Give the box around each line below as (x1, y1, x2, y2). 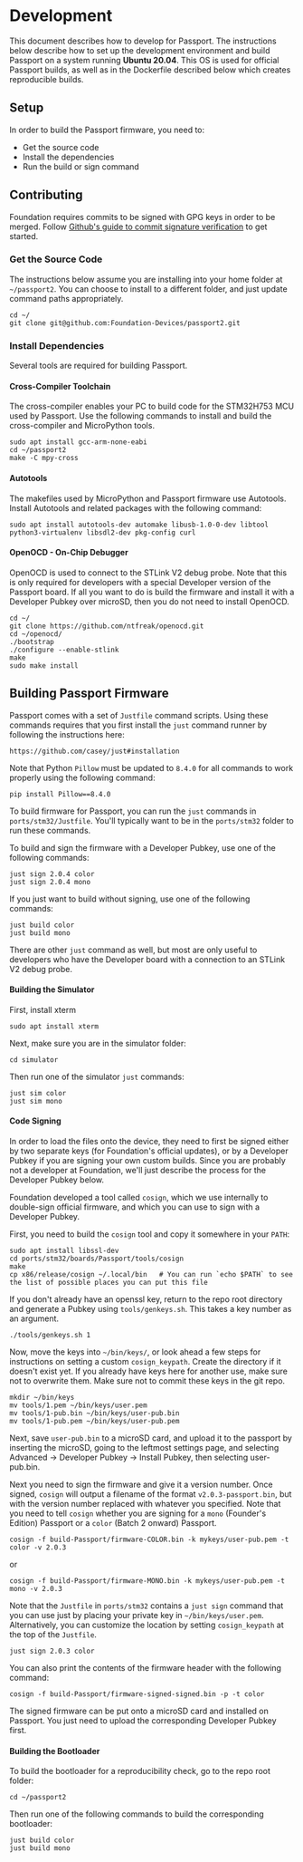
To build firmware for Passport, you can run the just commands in (9, 806, 257, 816)
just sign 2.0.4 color (9, 869, 95, 879)
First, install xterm (9, 1004, 77, 1015)
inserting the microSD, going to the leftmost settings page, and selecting (9, 1442, 279, 1452)
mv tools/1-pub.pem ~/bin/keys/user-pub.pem (9, 1416, 180, 1425)
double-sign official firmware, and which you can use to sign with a (9, 1201, 260, 1212)
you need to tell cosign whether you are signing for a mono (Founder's (9, 1508, 267, 1519)
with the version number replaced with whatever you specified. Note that (9, 1498, 281, 1509)
